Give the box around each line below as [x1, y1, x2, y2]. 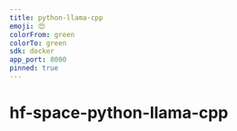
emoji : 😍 [9, 22, 45, 31]
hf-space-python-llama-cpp [9, 103, 229, 123]
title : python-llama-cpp [9, 13, 104, 23]
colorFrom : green [9, 30, 75, 39]
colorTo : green [9, 38, 67, 48]
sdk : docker [9, 47, 54, 56]
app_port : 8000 [9, 55, 67, 64]
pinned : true [9, 64, 59, 73]
